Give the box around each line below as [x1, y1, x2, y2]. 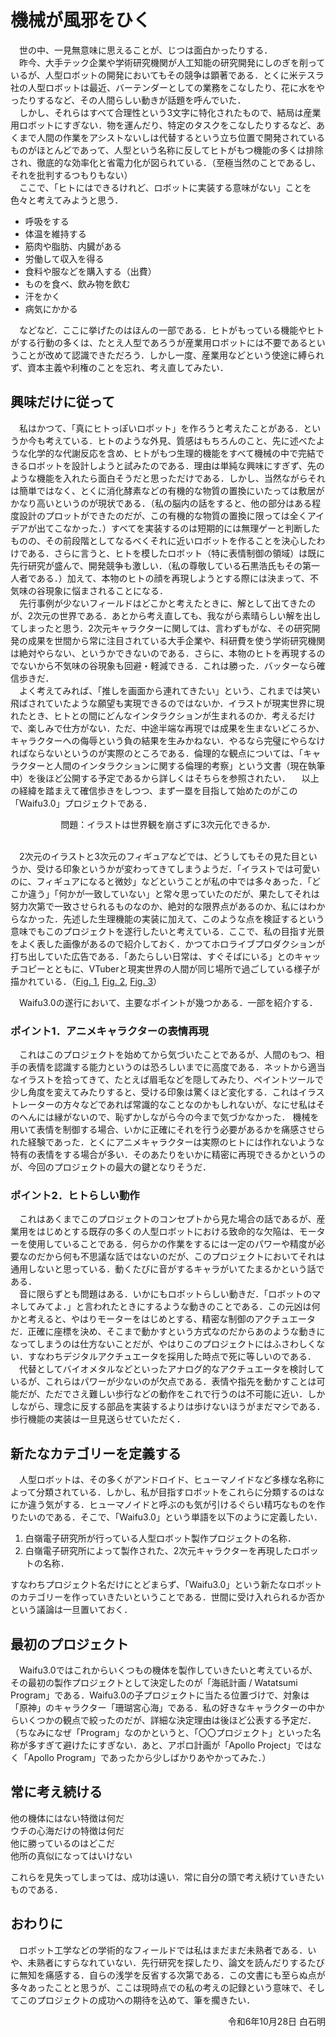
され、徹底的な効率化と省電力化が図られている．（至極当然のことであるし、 [10, 156, 322, 168]
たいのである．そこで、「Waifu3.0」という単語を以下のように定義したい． [18, 1511, 323, 1523]
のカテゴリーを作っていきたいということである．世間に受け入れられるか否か [10, 1591, 325, 1603]
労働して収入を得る [24, 252, 105, 265]
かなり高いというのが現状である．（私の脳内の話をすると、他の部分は [10, 497, 295, 509]
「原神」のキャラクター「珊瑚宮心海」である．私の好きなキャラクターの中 [10, 1701, 317, 1713]
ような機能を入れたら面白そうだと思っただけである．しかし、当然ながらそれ [10, 472, 326, 484]
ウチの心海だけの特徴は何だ [10, 1824, 125, 1836]
